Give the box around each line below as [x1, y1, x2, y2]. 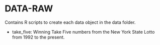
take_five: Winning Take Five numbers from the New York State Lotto [12, 29, 155, 35]
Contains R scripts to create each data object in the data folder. [5, 19, 136, 25]
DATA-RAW [5, 3, 53, 14]
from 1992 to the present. [12, 34, 65, 40]
